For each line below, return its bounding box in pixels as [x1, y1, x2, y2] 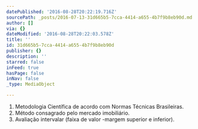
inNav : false [6, 76, 39, 82]
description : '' [6, 53, 47, 59]
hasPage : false [6, 70, 45, 76]
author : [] [6, 20, 34, 26]
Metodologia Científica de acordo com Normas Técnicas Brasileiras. [14, 103, 184, 110]
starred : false [6, 59, 45, 65]
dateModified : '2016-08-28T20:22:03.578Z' [6, 31, 114, 37]
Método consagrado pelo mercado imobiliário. [14, 109, 130, 116]
